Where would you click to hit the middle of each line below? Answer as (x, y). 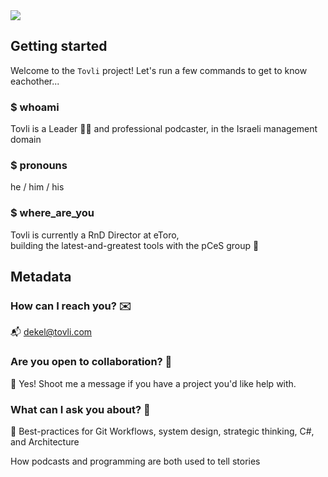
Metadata (41, 277)
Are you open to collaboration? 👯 (91, 362)
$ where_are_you (52, 213)
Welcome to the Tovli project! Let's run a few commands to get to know (159, 70)
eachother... (35, 81)
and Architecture (45, 441)
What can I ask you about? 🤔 (80, 409)
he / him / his (37, 187)
